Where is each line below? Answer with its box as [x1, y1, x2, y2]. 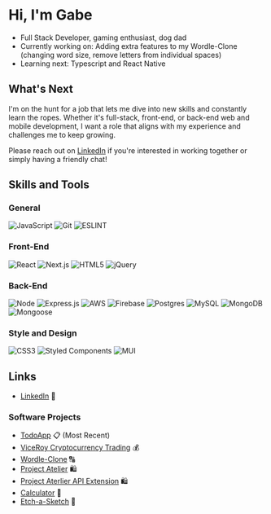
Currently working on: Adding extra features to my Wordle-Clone [20, 41, 238, 51]
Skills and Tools [8, 178, 90, 192]
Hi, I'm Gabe [8, 6, 93, 24]
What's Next [8, 82, 73, 96]
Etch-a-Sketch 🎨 [20, 497, 76, 507]
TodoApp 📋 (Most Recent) [20, 430, 111, 441]
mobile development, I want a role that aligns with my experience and [8, 121, 242, 131]
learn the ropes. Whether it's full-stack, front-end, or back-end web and [8, 112, 250, 122]
